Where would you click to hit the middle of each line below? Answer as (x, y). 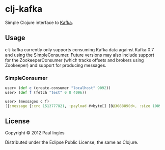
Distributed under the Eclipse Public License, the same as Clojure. (72, 142)
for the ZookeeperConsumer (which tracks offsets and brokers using (74, 60)
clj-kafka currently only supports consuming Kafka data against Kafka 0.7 (80, 49)
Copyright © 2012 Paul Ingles (35, 133)
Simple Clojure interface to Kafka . (39, 22)
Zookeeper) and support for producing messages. (56, 65)
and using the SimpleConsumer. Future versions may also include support (80, 55)
